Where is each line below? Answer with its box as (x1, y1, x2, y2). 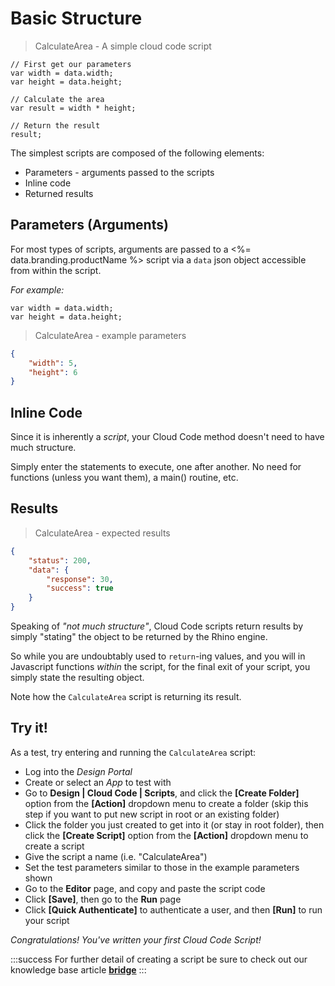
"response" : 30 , (46, 574, 114, 584)
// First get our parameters (10, 59, 132, 69)
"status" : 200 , (28, 555, 92, 566)
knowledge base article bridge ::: (10, 963, 147, 976)
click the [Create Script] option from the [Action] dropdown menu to (24, 829, 309, 841)
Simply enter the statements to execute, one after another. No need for (10, 461, 302, 473)
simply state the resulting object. (10, 672, 145, 683)
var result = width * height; (10, 103, 137, 113)
